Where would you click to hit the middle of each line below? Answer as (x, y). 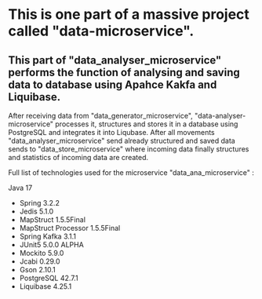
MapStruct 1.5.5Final (53, 220)
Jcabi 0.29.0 (40, 261)
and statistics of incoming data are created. (78, 157)
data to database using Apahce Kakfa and (113, 84)
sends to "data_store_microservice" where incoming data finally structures (129, 149)
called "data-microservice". (101, 31)
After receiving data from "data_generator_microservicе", (101, 116)
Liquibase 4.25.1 (45, 286)
